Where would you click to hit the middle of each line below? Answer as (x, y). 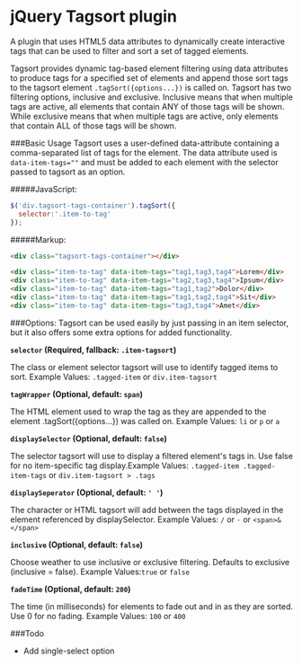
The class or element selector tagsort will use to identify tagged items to (144, 367)
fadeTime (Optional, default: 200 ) (71, 589)
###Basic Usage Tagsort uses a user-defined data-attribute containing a (145, 143)
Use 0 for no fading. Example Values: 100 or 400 (98, 616)
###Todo (27, 633)
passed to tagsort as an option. (68, 172)
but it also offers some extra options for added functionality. (121, 332)
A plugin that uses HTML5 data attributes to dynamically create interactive (148, 41)
